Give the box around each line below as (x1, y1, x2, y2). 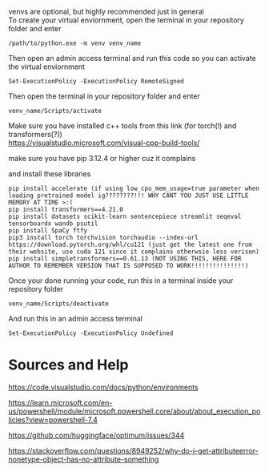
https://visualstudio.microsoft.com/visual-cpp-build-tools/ (8, 138, 200, 147)
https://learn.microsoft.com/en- (8, 397, 113, 407)
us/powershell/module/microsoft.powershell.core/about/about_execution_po (8, 406, 261, 416)
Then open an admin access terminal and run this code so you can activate (8, 54, 256, 63)
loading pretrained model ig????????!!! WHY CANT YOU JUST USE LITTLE (8, 192, 249, 200)
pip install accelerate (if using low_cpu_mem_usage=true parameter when (8, 184, 260, 192)
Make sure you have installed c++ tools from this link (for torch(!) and (8, 121, 237, 131)
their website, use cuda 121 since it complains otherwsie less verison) (8, 248, 260, 256)
